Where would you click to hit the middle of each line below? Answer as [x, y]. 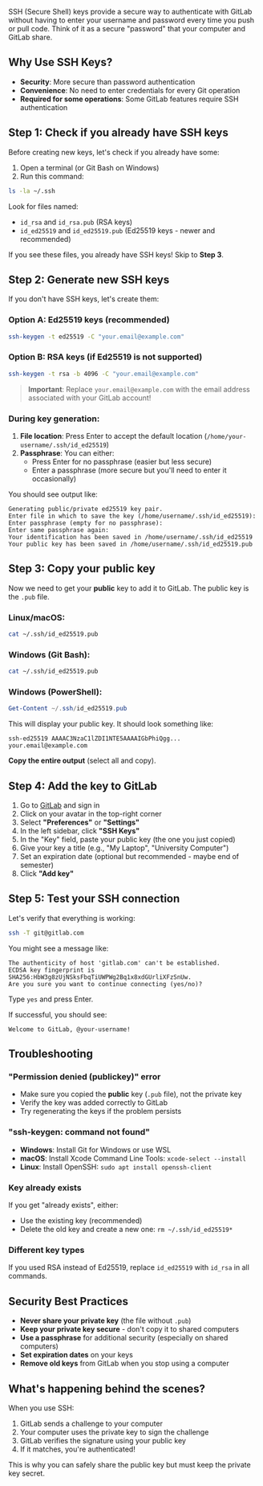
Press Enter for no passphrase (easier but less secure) [122, 461]
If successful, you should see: [58, 1014]
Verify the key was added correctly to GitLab [94, 1103]
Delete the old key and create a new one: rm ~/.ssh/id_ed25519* [126, 1230]
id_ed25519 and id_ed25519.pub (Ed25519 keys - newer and [117, 230]
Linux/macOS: [37, 617]
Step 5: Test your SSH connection [94, 899]
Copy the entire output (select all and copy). [82, 761]
